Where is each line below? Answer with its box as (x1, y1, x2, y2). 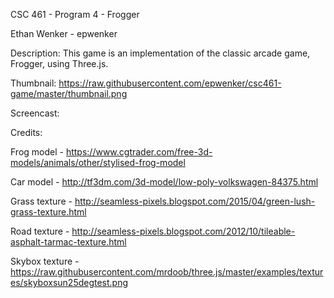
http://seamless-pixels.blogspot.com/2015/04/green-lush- (74, 195, 316, 207)
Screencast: (10, 107, 60, 119)
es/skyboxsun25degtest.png (10, 277, 129, 288)
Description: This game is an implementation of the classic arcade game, (10, 47, 311, 59)
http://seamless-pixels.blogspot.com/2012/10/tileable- (71, 225, 296, 237)
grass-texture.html (10, 206, 87, 218)
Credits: (10, 127, 43, 138)
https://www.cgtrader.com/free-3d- (65, 146, 213, 158)
